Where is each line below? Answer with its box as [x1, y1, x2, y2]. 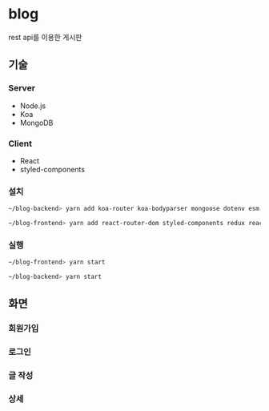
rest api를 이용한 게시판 [8, 32, 82, 42]
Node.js [19, 101, 46, 111]
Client [8, 138, 32, 149]
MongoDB [19, 118, 54, 127]
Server [8, 83, 36, 94]
